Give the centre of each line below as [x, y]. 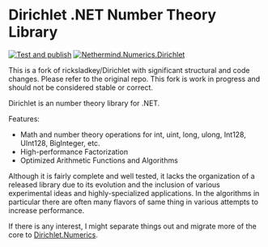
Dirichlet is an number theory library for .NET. [84, 103]
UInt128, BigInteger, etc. [60, 143]
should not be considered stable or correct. [81, 87]
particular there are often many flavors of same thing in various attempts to [134, 202]
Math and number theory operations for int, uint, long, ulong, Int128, [133, 134]
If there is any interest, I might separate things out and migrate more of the [132, 226]
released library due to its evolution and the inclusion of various [114, 185]
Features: [24, 118]
